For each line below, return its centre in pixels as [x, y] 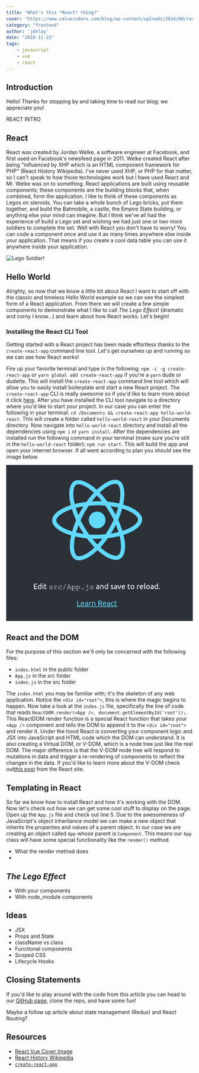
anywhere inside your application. [47, 247]
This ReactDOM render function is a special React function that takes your [97, 719]
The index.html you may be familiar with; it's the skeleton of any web [90, 694]
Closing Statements [44, 980]
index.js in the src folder [45, 682]
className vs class [39, 942]
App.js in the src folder [43, 676]
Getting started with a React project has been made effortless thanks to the [98, 344]
